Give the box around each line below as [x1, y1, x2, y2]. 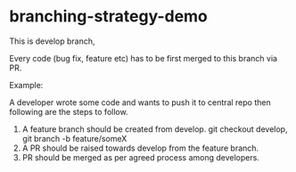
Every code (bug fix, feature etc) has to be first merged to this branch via [9, 53, 278, 63]
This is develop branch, [9, 36, 95, 46]
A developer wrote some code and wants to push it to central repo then [9, 96, 271, 108]
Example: [9, 79, 44, 90]
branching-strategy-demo [9, 6, 208, 27]
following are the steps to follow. [9, 106, 128, 117]
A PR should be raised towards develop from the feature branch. [21, 143, 259, 153]
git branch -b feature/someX [21, 133, 127, 143]
